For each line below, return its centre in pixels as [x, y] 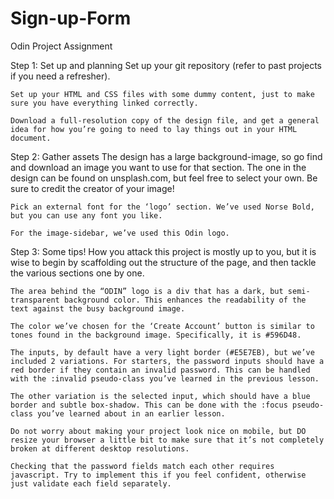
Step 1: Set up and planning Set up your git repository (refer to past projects [166, 65]
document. [31, 138]
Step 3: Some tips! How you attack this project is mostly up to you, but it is [163, 251]
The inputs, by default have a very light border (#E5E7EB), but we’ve [162, 352]
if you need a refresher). [60, 76]
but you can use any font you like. [86, 215]
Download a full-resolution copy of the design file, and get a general [165, 120]
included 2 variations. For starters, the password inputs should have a [167, 361]
